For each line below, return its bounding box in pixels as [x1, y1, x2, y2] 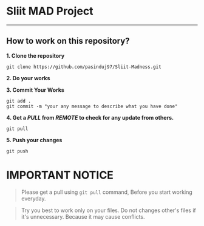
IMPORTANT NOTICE [6, 168, 114, 182]
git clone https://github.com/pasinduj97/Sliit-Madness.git [6, 64, 162, 70]
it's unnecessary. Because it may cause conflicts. [21, 213, 145, 220]
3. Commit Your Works [6, 86, 65, 94]
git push [6, 148, 29, 154]
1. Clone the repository [6, 52, 65, 59]
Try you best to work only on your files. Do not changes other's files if [21, 207, 196, 214]
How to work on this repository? [6, 36, 130, 46]
